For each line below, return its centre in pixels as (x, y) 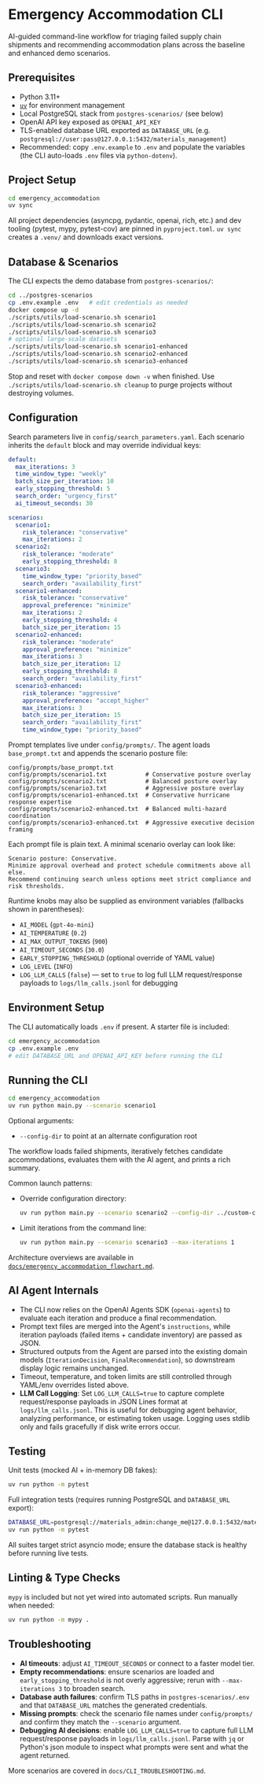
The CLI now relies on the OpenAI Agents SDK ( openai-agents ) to (125, 1309)
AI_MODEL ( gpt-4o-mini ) (57, 925)
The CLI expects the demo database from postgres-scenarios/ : (111, 281)
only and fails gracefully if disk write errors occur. (100, 1426)
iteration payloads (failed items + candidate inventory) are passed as (130, 1334)
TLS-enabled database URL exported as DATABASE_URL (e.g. (115, 130)
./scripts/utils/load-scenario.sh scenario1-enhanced (98, 347)
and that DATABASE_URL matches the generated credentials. (114, 1705)
